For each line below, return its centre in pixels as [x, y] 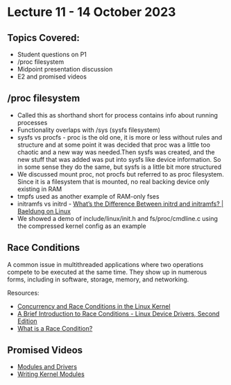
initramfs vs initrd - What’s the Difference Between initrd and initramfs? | [120, 204]
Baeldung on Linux [44, 211]
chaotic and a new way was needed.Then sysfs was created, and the [116, 152]
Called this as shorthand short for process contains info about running [118, 115]
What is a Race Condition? [55, 328]
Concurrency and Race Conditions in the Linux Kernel [94, 306]
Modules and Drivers [47, 367]
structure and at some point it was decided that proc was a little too [113, 145]
